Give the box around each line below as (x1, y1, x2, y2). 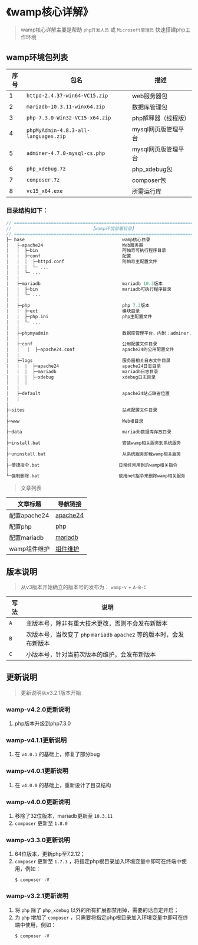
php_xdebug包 (131, 165, 173, 173)
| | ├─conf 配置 (6, 253, 131, 259)
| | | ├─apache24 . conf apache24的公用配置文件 (6, 347, 174, 352)
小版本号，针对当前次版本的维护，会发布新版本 (26, 650, 156, 658)
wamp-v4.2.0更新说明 (6, 705, 71, 713)
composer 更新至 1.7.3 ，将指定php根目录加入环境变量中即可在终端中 (14, 858, 182, 865)
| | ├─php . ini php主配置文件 (6, 313, 152, 319)
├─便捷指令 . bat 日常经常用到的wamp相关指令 (6, 462, 178, 468)
